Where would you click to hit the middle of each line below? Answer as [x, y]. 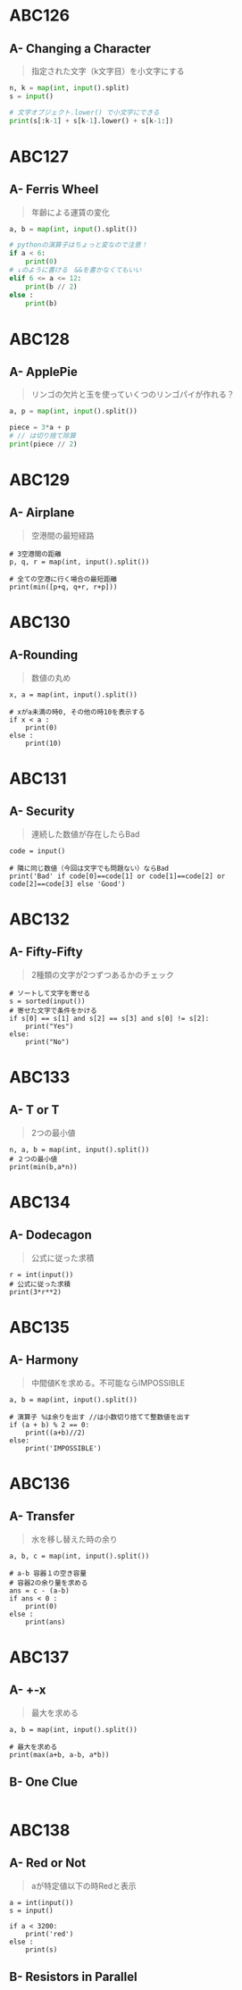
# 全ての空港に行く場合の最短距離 [63, 579]
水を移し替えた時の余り [74, 1539]
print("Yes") [50, 1026]
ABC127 [39, 156]
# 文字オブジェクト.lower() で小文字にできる [84, 113]
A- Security [42, 811]
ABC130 [40, 623]
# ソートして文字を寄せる [50, 993]
